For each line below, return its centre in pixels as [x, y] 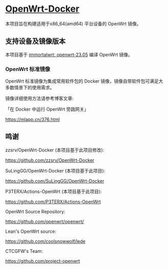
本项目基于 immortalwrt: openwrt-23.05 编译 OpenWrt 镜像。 [69, 55]
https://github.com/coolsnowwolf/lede [45, 241]
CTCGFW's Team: [24, 251]
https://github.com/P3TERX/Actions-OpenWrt [53, 202]
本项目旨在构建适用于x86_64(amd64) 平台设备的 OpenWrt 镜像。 [73, 23]
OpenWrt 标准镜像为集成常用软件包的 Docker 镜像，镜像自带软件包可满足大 [84, 81]
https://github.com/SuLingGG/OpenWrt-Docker [55, 181]
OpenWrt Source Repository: [35, 211]
